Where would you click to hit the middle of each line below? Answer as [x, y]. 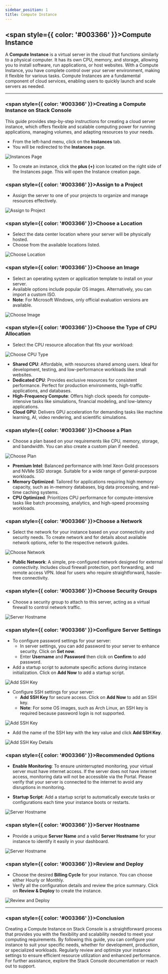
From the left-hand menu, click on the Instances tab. [67, 141]
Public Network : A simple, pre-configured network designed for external [87, 562]
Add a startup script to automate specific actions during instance [79, 667]
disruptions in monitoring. [39, 787]
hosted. [20, 239]
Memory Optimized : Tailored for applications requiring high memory [83, 482]
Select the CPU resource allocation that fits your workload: [73, 344]
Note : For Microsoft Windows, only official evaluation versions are [80, 299]
